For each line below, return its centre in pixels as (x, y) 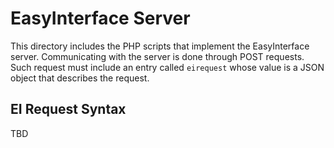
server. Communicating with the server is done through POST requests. (157, 56)
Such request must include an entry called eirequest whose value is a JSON (167, 67)
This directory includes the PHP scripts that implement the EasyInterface (160, 46)
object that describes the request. (80, 78)
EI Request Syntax (68, 109)
